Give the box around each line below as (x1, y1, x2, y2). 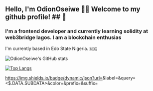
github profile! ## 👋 (5, 13, 66, 21)
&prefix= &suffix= (63, 80, 98, 86)
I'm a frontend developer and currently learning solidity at (5, 28, 149, 35)
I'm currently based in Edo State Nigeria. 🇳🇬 (5, 45, 97, 51)
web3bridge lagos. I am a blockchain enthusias (5, 34, 122, 41)
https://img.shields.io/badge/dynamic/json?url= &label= (5, 74, 119, 80)
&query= (118, 74, 136, 80)
